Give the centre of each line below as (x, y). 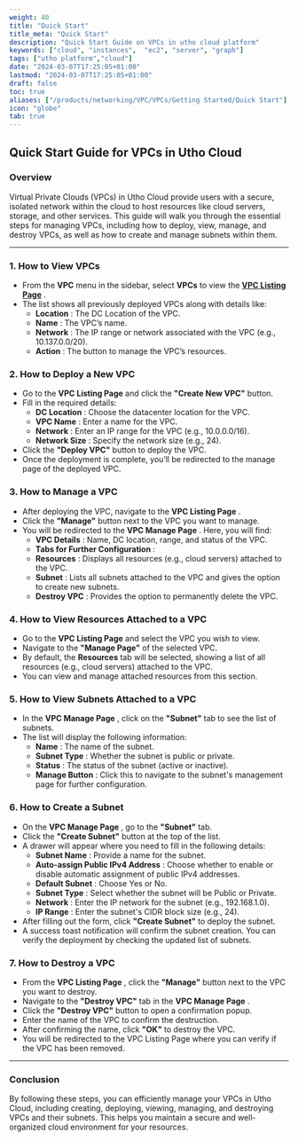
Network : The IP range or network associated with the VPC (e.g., (156, 333)
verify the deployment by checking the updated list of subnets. (137, 940)
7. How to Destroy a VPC (62, 963)
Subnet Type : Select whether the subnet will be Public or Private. (156, 893)
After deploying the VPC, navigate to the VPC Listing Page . (131, 511)
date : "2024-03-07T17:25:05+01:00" (75, 67)
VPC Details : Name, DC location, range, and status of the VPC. (151, 539)
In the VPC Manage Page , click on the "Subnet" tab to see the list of (149, 719)
